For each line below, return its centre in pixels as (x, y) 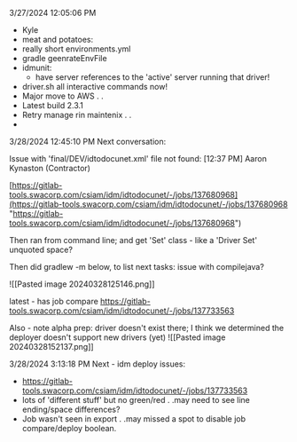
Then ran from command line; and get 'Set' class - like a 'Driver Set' (133, 240)
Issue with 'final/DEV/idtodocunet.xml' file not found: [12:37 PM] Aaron (138, 158)
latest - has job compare (54, 301)
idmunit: (37, 67)
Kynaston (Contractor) (50, 168)
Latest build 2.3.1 (53, 105)
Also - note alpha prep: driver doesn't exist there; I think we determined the (147, 328)
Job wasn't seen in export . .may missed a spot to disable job (134, 419)
